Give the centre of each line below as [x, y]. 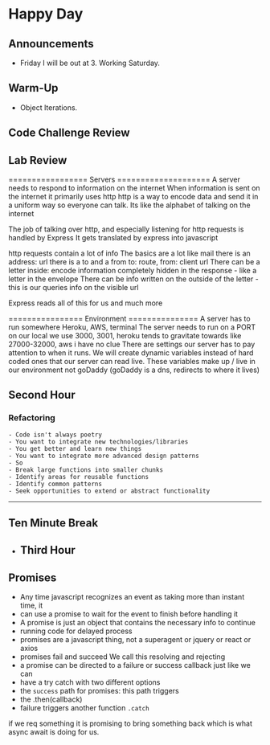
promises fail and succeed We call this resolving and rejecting [123, 657]
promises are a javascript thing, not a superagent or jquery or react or [135, 640]
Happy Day [46, 14]
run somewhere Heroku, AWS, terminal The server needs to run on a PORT [132, 327]
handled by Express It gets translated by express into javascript [113, 238]
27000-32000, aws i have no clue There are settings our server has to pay [132, 344]
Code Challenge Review [69, 133]
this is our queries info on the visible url [74, 288]
